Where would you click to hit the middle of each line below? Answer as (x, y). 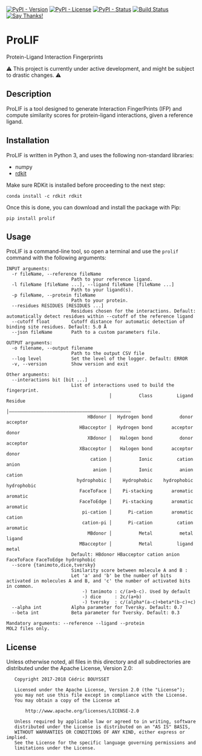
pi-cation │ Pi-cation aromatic (138, 512)
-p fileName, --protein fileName (54, 295)
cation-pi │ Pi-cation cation (138, 523)
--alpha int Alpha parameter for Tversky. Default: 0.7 (97, 608)
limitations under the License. (55, 748)
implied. (17, 738)
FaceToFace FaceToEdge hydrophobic (51, 560)
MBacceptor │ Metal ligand (136, 544)
